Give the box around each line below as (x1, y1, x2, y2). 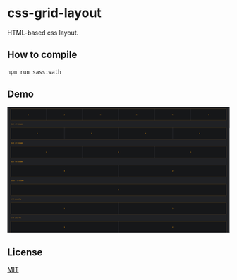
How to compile (7, 49, 78, 61)
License (7, 246, 43, 259)
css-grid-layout (7, 5, 102, 21)
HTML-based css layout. (7, 28, 79, 37)
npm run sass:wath (7, 69, 61, 76)
